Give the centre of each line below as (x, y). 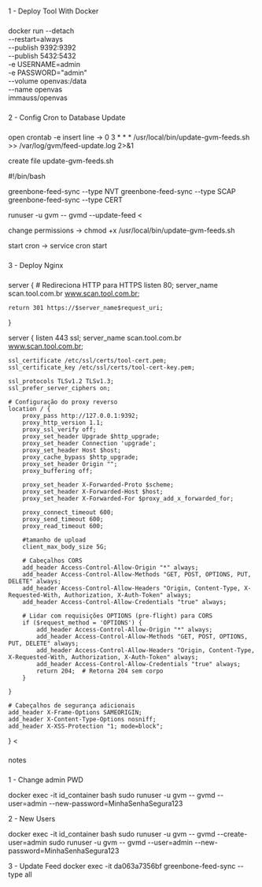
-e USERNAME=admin (44, 64)
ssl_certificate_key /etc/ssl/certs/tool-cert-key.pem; (101, 367)
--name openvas (35, 89)
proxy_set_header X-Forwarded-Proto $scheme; (98, 484)
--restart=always (35, 39)
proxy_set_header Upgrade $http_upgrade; (91, 436)
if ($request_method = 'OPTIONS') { (83, 622)
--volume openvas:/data (48, 80)
